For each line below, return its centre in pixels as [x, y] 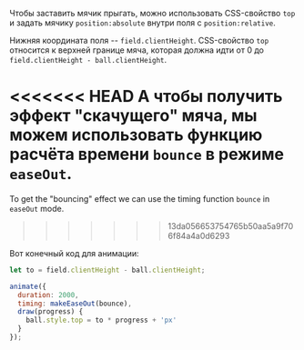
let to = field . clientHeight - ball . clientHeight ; [107, 270]
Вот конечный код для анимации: [74, 253]
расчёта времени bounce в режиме [147, 155]
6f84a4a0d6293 [199, 235]
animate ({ [28, 286]
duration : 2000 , [48, 295]
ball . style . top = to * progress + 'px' [101, 320]
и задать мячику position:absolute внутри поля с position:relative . [142, 23]
